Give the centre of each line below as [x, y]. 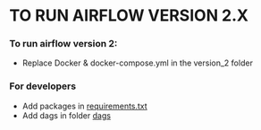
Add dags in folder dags [67, 115]
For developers [43, 86]
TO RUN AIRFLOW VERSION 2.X [129, 16]
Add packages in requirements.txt [84, 106]
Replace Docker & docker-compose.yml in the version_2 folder [137, 63]
